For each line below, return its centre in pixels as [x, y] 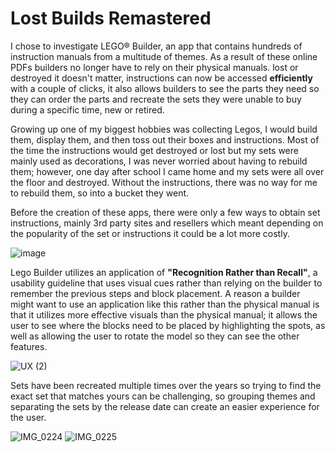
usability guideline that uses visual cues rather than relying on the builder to [166, 283]
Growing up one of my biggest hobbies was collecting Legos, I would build [164, 129]
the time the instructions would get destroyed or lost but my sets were [154, 150]
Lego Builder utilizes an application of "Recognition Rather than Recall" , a [164, 272]
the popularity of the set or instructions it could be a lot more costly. [150, 233]
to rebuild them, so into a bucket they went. [100, 193]
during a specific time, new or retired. [87, 109]
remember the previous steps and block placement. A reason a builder [155, 293]
